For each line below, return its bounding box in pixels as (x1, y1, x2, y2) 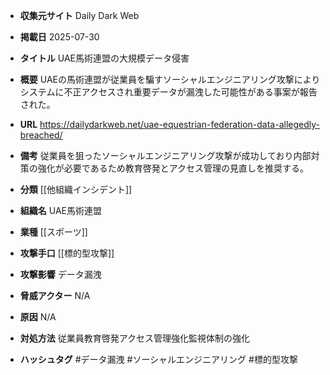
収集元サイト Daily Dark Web (19, 10, 140, 21)
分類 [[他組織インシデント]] (19, 184, 133, 195)
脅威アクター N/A (19, 290, 91, 301)
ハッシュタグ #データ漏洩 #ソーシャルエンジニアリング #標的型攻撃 (19, 354, 298, 365)
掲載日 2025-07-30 (19, 31, 100, 43)
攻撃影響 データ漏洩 (19, 269, 102, 280)
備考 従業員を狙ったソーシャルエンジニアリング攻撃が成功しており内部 (19, 150, 312, 161)
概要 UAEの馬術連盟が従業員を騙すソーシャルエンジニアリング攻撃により (19, 74, 321, 85)
